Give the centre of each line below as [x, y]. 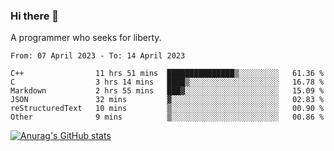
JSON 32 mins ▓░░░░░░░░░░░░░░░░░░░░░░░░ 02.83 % [167, 100]
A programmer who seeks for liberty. [86, 38]
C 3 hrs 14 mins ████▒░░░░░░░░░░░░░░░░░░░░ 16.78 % [167, 82]
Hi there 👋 [35, 16]
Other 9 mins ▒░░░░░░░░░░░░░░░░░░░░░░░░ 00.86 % [167, 117]
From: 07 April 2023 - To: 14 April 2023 [98, 56]
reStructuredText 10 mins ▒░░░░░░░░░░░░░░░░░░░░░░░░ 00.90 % [167, 109]
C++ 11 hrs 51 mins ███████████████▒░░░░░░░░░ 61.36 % [167, 74]
